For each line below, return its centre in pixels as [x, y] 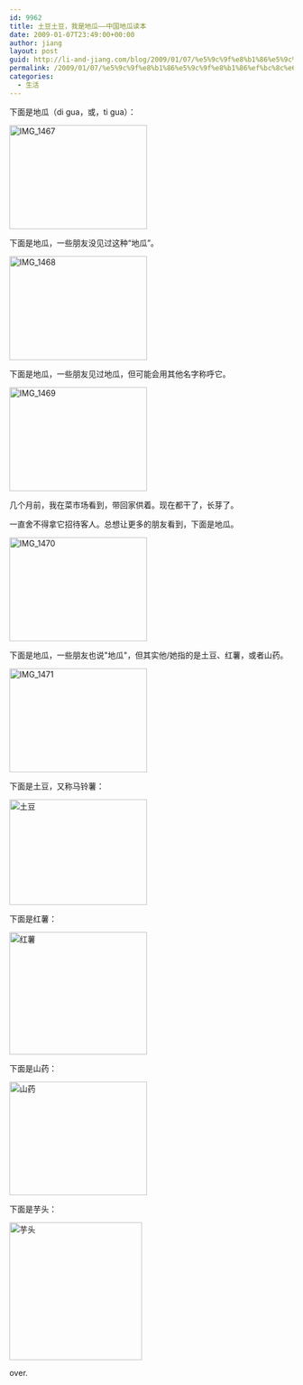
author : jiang [36, 43]
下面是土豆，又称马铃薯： [57, 786]
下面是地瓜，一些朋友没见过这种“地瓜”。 [84, 243]
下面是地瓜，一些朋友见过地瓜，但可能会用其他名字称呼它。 [120, 374]
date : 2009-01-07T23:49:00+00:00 [72, 34]
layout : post [34, 51]
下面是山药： [33, 1068]
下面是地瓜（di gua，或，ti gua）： [73, 112]
